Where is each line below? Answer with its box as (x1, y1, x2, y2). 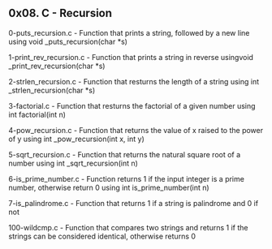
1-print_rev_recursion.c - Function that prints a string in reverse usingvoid (8, 52, 254, 62)
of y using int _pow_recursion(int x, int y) (8, 134, 145, 144)
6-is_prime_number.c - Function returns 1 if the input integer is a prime (8, 174, 245, 183)
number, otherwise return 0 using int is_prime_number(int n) (8, 182, 209, 192)
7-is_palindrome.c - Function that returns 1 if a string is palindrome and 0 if (8, 198, 258, 208)
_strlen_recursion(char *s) (8, 85, 96, 95)
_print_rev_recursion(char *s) (8, 61, 106, 71)
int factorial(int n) (8, 109, 67, 119)
